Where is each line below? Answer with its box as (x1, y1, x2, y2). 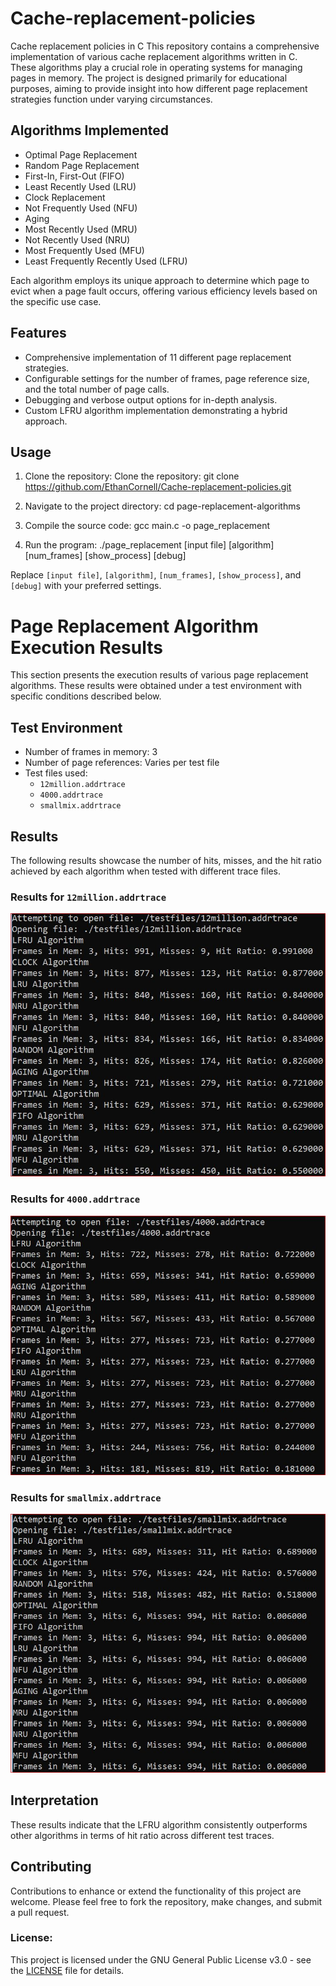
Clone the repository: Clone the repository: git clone (24, 470, 240, 482)
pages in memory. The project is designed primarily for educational (10, 72, 288, 84)
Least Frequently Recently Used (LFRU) (24, 255, 188, 267)
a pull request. (10, 1906, 70, 1918)
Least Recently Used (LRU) (24, 180, 137, 192)
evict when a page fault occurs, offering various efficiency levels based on (10, 285, 318, 297)
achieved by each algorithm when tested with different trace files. (10, 865, 281, 877)
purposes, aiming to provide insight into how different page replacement (10, 82, 308, 94)
